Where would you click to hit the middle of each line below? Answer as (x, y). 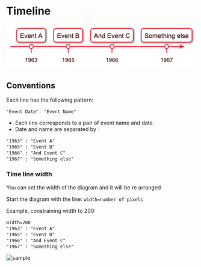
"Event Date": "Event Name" (42, 112)
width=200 (19, 222)
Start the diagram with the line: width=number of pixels (75, 199)
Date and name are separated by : (58, 129)
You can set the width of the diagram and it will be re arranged (84, 187)
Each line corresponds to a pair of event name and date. (85, 123)
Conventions (31, 85)
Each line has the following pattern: (50, 100)
